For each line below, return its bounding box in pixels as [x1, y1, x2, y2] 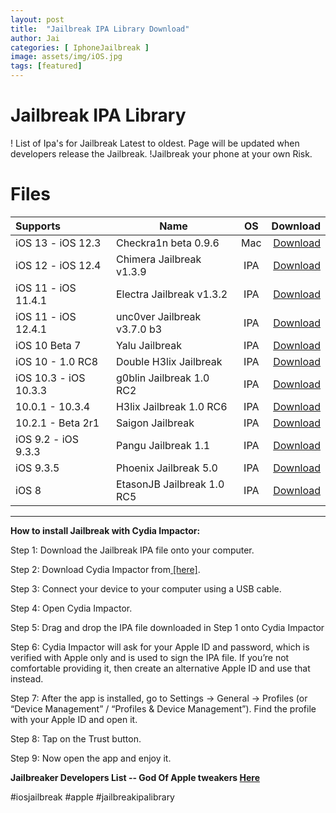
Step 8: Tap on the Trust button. [10, 732, 142, 745]
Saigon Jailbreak [115, 416, 195, 430]
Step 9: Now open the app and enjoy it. [10, 752, 172, 764]
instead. [10, 672, 44, 685]
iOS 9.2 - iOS [15, 432, 80, 446]
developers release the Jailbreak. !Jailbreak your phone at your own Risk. [10, 147, 313, 160]
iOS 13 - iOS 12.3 [15, 236, 102, 250]
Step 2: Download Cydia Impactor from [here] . [10, 563, 201, 575]
